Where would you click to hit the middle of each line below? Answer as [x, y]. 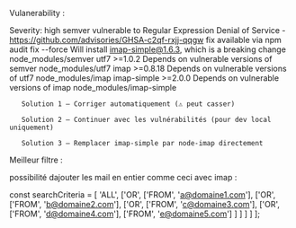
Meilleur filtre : [36, 160]
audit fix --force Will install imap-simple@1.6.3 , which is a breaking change [148, 49]
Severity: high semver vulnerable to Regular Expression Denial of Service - [148, 30]
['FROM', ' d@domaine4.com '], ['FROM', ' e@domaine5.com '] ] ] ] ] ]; [135, 214]
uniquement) [31, 127]
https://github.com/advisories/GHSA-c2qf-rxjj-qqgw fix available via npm [145, 40]
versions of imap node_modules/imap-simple [93, 88]
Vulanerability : [37, 13]
